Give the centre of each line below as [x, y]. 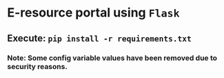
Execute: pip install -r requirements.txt [99, 38]
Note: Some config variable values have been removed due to [112, 58]
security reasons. [37, 66]
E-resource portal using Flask [94, 13]
